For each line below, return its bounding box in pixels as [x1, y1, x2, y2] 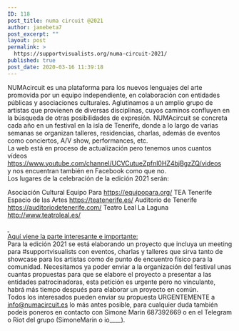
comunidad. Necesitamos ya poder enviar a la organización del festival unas [7, 262, 232, 271]
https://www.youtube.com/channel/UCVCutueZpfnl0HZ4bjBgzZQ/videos [7, 158, 222, 168]
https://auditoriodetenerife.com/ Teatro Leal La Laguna [7, 203, 169, 211]
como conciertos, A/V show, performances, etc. [7, 136, 148, 145]
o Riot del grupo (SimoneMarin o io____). [7, 315, 126, 324]
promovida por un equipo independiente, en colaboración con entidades [7, 91, 220, 99]
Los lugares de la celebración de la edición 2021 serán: [7, 174, 170, 183]
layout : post [7, 37, 46, 44]
